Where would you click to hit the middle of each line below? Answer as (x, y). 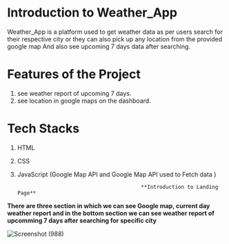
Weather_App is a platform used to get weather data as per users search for (115, 32)
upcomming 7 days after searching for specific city (82, 220)
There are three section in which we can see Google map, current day (109, 205)
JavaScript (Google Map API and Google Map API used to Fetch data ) (117, 174)
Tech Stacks (43, 129)
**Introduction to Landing (180, 187)
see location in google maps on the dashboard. (84, 101)
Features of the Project (74, 74)
